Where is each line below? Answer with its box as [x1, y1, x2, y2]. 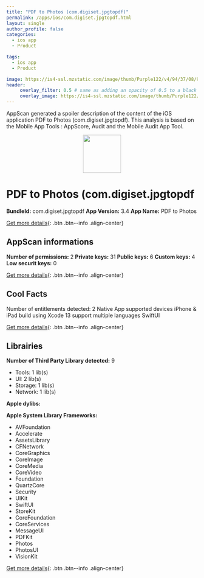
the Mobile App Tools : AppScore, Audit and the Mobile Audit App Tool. [6, 123, 184, 130]
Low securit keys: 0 [6, 259, 57, 266]
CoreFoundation [15, 514, 56, 521]
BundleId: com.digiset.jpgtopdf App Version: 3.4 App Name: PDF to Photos [6, 207, 197, 215]
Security [15, 488, 36, 496]
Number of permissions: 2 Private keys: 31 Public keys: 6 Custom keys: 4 [6, 253, 195, 260]
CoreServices [15, 521, 50, 528]
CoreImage [15, 456, 44, 463]
